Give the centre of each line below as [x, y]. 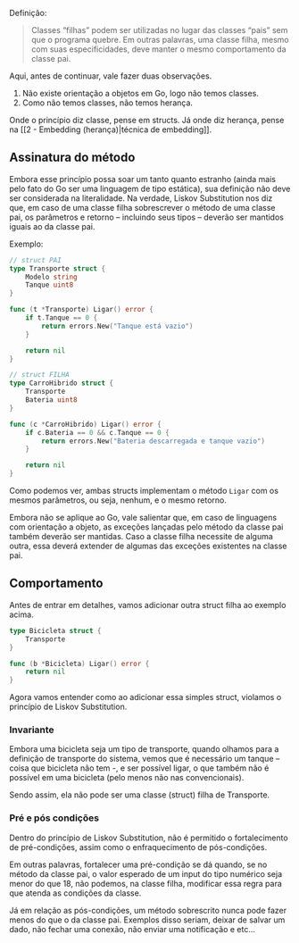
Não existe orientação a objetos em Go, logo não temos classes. [140, 93]
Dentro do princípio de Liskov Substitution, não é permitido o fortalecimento [149, 838]
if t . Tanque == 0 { [62, 318]
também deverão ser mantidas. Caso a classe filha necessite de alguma [141, 537]
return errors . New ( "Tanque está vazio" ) [117, 326]
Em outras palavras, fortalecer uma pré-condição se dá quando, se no [138, 864]
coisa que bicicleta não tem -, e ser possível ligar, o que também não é [139, 768]
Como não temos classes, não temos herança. [108, 103]
